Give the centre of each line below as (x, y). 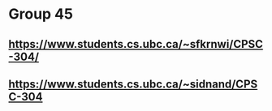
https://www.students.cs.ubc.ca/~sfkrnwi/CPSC (136, 44)
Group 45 (41, 14)
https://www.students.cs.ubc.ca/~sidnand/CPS (133, 84)
